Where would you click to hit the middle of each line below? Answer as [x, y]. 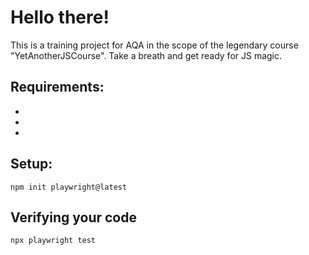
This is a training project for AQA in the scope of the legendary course [154, 45]
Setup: [31, 164]
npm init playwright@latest [69, 187]
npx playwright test [53, 241]
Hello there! [60, 17]
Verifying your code [73, 217]
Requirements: [57, 87]
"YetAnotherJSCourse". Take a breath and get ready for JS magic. [146, 55]
